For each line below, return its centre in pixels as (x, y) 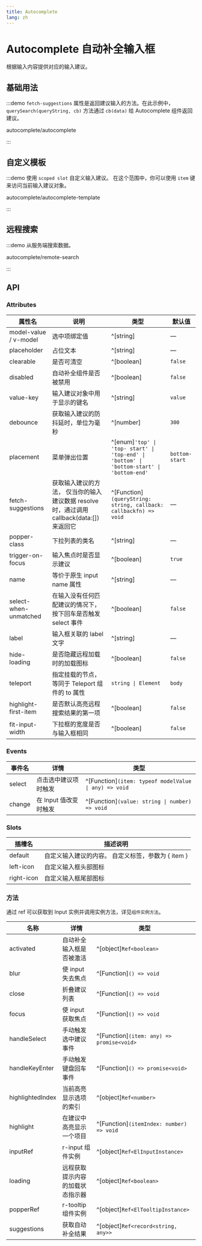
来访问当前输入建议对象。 (38, 186)
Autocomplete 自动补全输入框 (81, 49)
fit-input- (23, 724)
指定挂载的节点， (76, 674)
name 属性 (67, 584)
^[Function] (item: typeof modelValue (138, 781)
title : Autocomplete (32, 12)
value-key (24, 397)
